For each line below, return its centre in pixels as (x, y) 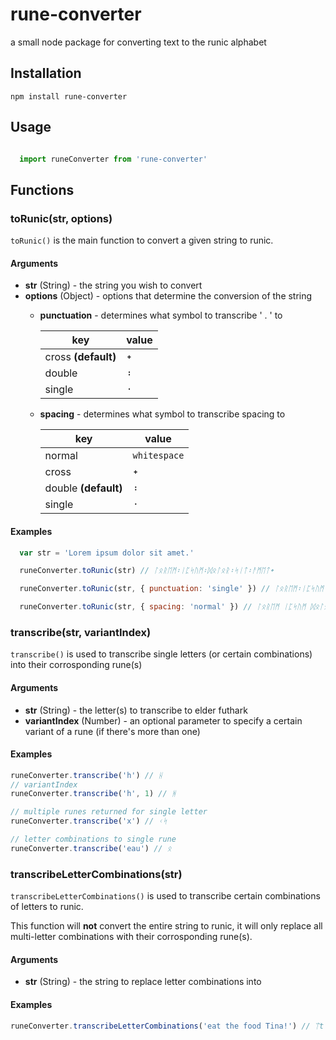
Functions (42, 189)
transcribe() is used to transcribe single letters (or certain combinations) (161, 654)
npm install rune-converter (69, 96)
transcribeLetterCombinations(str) (96, 874)
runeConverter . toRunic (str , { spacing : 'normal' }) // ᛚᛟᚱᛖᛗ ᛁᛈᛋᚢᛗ (163, 607)
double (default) (83, 488)
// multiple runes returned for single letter (109, 812)
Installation (46, 73)
